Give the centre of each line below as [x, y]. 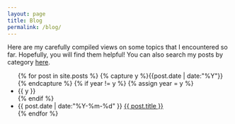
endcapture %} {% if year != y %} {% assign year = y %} [111, 84]
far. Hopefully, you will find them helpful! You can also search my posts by [115, 55]
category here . [29, 62]
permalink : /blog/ [34, 27]
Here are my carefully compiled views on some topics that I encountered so [117, 47]
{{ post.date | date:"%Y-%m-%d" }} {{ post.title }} [91, 106]
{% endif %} [36, 98]
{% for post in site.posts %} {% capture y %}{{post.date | [101, 76]
